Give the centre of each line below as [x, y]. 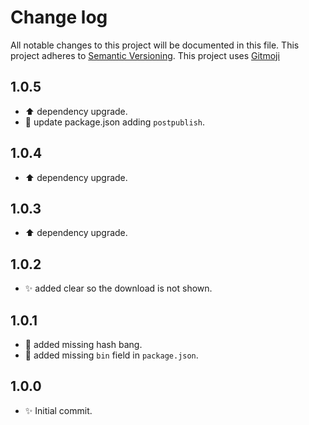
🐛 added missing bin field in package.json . [111, 355]
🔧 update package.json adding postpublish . [115, 122]
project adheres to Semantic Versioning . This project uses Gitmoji [145, 55]
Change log [59, 17]
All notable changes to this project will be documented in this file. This [155, 45]
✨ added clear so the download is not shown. [118, 288]
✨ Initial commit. [58, 410]
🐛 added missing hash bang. [83, 344]
